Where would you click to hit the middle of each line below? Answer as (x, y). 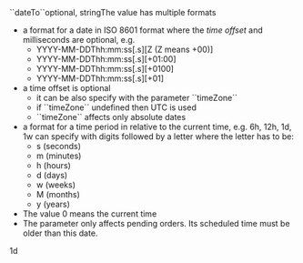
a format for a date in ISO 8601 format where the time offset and (143, 30)
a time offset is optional (66, 88)
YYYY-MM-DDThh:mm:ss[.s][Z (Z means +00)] (125, 49)
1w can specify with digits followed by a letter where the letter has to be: (158, 137)
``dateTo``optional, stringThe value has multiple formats (113, 12)
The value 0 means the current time (90, 214)
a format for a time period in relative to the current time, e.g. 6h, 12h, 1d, (157, 126)
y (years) (53, 204)
